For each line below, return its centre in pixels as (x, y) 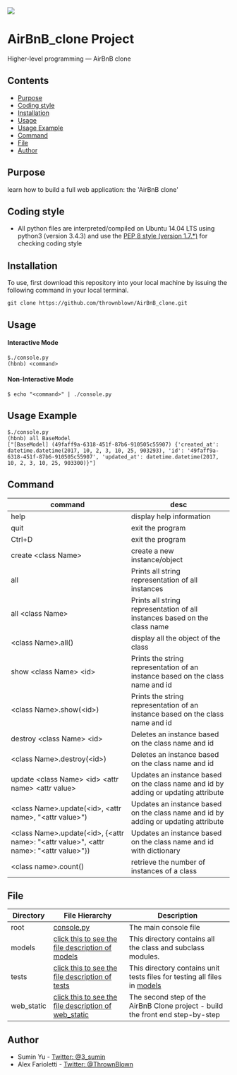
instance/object (157, 559)
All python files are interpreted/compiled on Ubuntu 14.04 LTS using (116, 229)
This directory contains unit (175, 968)
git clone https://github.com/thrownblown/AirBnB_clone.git (98, 303)
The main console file (165, 928)
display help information (171, 516)
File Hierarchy (88, 916)
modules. (145, 956)
